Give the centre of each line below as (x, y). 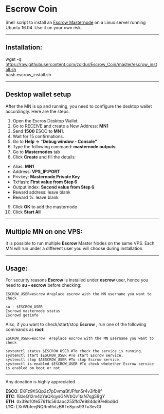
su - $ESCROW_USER (24, 307)
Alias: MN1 (23, 166)
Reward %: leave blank (36, 197)
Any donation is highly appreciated (40, 382)
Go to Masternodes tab (36, 152)
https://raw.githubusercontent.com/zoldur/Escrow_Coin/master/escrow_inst (81, 64)
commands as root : (25, 329)
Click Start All (27, 212)
